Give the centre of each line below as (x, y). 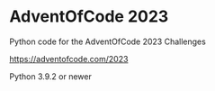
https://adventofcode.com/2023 (69, 59)
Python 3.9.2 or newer (51, 76)
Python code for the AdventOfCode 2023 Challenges (108, 41)
